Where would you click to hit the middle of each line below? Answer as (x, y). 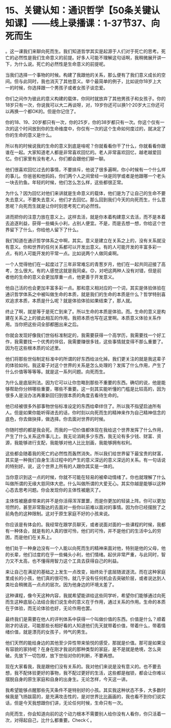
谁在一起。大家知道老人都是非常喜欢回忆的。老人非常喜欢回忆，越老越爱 (81, 152)
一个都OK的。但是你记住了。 (49, 111)
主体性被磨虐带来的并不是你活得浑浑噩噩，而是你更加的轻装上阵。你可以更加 (85, 501)
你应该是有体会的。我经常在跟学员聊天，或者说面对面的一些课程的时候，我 (83, 524)
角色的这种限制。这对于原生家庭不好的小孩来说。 (61, 513)
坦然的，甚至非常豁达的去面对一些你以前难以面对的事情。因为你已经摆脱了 (83, 507)
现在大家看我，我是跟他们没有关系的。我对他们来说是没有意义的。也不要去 (83, 666)
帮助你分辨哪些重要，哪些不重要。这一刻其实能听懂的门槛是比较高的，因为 (88, 389)
